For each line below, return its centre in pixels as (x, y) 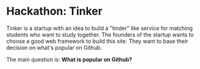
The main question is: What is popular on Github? (69, 59)
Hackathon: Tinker (54, 11)
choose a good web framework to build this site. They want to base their (97, 41)
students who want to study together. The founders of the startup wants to (100, 34)
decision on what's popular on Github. (54, 48)
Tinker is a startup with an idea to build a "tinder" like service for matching (100, 28)
